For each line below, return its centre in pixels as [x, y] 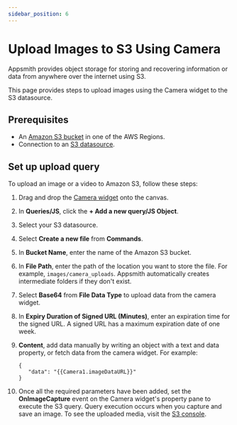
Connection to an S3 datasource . [67, 144]
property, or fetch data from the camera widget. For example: [108, 353]
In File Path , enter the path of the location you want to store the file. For [123, 266]
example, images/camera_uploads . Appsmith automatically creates [114, 274]
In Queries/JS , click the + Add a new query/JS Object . [98, 211]
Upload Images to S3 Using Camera [114, 49]
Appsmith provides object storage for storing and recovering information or [118, 69]
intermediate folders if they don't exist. [75, 282]
